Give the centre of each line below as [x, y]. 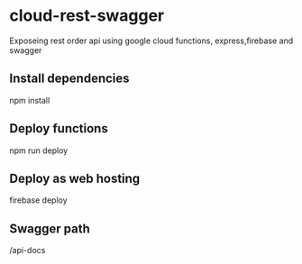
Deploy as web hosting [75, 178]
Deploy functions [59, 128]
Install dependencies [69, 79]
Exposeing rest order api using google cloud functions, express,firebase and [151, 41]
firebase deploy [38, 200]
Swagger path [50, 228]
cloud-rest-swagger [87, 16]
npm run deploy [39, 150]
